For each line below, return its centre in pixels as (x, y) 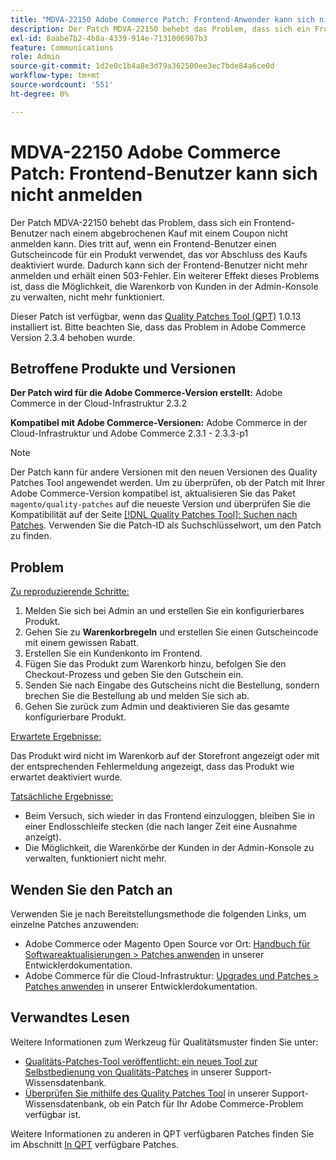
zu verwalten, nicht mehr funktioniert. (87, 297)
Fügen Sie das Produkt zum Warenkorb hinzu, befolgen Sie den (155, 664)
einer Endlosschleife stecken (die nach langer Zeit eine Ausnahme (161, 827)
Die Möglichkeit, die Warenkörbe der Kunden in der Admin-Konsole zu (169, 848)
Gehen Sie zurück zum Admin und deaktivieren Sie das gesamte (157, 707)
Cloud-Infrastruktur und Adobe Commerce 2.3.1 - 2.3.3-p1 (129, 433)
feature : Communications (62, 47)
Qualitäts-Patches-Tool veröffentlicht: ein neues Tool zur (141, 1061)
